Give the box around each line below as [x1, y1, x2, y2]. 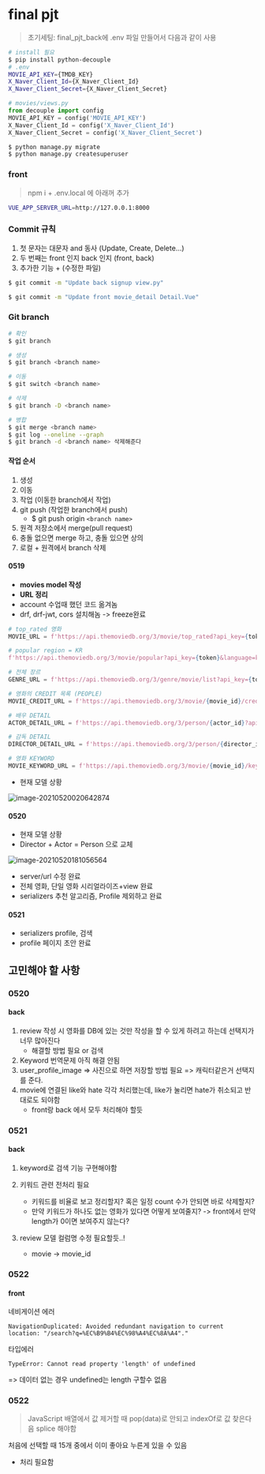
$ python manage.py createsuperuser [8, 150, 129, 159]
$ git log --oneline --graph [8, 430, 104, 439]
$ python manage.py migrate [8, 143, 101, 151]
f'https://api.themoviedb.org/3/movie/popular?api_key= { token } [8, 654, 221, 662]
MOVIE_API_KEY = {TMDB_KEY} [8, 70, 93, 78]
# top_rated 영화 [8, 625, 62, 633]
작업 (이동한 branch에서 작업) [19, 495, 111, 504]
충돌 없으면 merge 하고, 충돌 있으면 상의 [19, 533, 144, 542]
